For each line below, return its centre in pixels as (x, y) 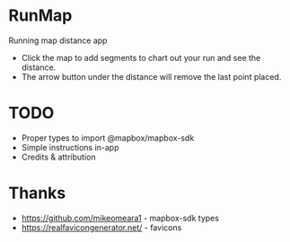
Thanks (37, 193)
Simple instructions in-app (70, 147)
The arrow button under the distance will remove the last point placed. (151, 76)
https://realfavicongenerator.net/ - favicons (101, 227)
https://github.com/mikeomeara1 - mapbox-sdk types (120, 218)
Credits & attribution (58, 157)
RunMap (40, 16)
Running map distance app (58, 40)
